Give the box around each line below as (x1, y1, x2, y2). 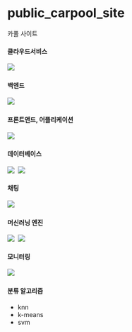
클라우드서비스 (7, 47, 48, 55)
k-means (17, 310, 44, 319)
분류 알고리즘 (7, 286, 44, 295)
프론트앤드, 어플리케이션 (7, 115, 74, 123)
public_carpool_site (7, 5, 125, 21)
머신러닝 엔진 (7, 218, 44, 226)
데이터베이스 (7, 150, 42, 158)
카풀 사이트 (7, 29, 38, 38)
